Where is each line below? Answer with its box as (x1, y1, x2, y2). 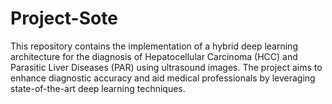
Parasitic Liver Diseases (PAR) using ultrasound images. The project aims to (10, 61, 323, 73)
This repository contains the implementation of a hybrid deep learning (10, 40, 298, 52)
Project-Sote (10, 7, 118, 30)
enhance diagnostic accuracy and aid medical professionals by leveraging (10, 72, 316, 84)
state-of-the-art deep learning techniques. (10, 82, 186, 94)
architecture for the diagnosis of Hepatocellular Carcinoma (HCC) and (10, 50, 298, 62)
